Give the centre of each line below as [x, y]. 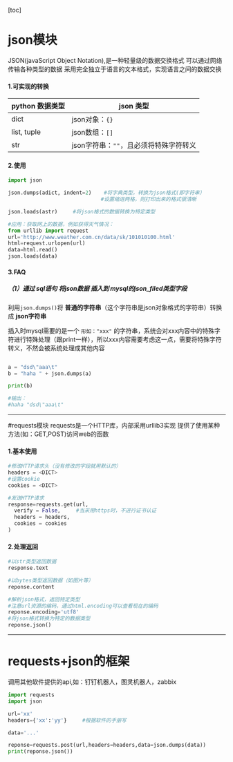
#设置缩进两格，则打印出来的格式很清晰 [148, 200]
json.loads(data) [33, 256]
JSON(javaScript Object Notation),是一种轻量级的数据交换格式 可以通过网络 [115, 60]
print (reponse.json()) [40, 752]
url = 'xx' [20, 714]
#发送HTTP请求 [26, 498]
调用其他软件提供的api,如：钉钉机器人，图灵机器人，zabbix [92, 682]
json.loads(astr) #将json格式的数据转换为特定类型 [82, 211]
